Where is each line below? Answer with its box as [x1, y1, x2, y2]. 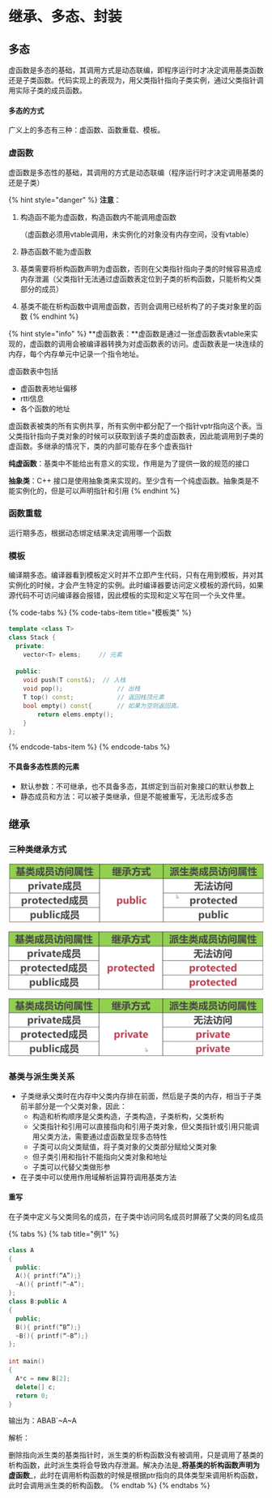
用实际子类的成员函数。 [8, 86, 87, 95]
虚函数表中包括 [8, 366, 58, 376]
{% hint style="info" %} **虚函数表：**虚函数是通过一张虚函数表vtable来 [8, 328, 252, 338]
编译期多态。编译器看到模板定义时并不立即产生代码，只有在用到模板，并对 [8, 570, 257, 580]
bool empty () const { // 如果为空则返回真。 [23, 702, 183, 710]
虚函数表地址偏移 [19, 383, 78, 393]
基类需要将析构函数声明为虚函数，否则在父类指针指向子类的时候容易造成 [19, 264, 261, 273]
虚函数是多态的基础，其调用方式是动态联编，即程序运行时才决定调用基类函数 [8, 66, 264, 75]
